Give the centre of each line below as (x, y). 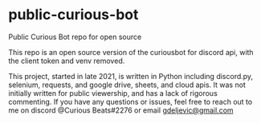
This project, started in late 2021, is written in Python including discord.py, (131, 76)
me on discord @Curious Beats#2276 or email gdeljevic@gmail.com (121, 110)
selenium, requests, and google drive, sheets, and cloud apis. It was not (127, 85)
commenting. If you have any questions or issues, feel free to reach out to (130, 101)
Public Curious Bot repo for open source (75, 37)
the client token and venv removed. (67, 61)
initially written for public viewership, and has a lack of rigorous (113, 93)
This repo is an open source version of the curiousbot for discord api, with (131, 52)
